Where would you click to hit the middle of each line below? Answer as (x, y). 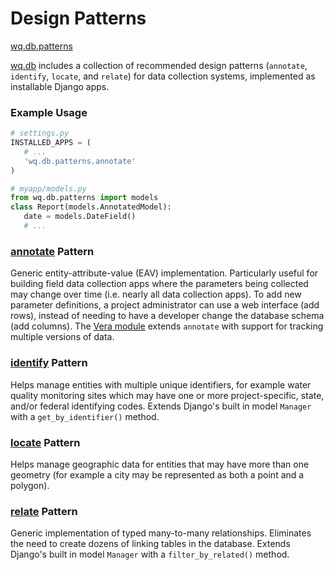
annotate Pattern (52, 251)
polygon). (30, 485)
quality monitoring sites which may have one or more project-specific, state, (167, 395)
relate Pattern (44, 511)
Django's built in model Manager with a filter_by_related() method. (150, 554)
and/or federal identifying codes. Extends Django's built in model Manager (161, 406)
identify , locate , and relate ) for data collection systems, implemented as (163, 76)
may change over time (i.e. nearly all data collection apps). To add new (156, 294)
